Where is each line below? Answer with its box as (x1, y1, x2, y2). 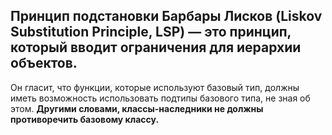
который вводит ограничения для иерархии (10, 39, 302, 56)
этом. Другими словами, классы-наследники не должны (10, 102, 264, 114)
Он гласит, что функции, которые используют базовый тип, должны (10, 81, 300, 93)
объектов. (10, 55, 78, 72)
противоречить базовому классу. (10, 113, 160, 125)
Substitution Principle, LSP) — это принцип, (10, 24, 292, 41)
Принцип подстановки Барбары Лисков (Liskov (10, 8, 323, 25)
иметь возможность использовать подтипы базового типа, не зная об (10, 92, 311, 104)
